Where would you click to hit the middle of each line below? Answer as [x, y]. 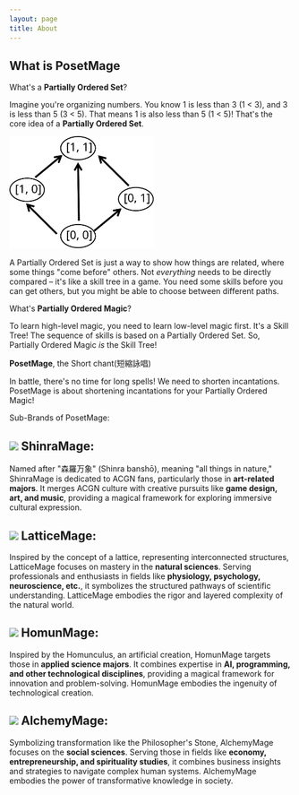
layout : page [34, 19]
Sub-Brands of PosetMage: [60, 418]
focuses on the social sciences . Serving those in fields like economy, [138, 752]
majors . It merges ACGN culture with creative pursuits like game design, [143, 488]
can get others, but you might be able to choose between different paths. [144, 291]
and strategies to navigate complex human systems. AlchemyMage [133, 771]
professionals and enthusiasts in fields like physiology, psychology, [135, 576]
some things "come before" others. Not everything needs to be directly [140, 272]
